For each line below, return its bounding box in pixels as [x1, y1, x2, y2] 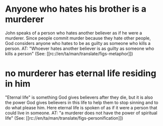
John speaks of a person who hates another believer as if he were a [5, 30, 142, 36]
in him [5, 78, 31, 89]
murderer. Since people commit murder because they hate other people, [5, 35, 151, 41]
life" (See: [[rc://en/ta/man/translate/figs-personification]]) [5, 115, 123, 121]
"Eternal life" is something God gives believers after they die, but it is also [5, 94, 153, 100]
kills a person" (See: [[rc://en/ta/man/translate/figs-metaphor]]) [5, 50, 133, 57]
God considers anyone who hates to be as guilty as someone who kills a [5, 40, 151, 46]
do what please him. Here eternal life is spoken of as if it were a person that [5, 105, 158, 110]
